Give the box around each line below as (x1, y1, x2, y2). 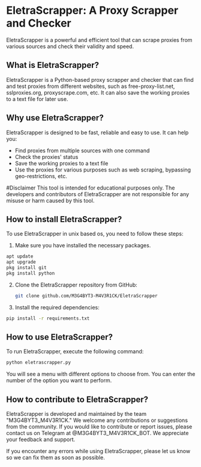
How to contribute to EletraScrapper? (6, 394, 149, 404)
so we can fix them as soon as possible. (6, 454, 105, 461)
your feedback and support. (6, 436, 76, 443)
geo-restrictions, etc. (14, 172, 67, 179)
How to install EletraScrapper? (6, 214, 122, 224)
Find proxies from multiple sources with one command (14, 147, 150, 154)
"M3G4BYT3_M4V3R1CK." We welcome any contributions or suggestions (6, 416, 188, 424)
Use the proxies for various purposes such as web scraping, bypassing (14, 166, 191, 173)
